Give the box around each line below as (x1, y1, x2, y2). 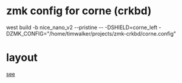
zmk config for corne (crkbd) (6, 4, 152, 18)
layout (6, 51, 38, 65)
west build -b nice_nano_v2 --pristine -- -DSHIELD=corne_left (6, 24, 158, 31)
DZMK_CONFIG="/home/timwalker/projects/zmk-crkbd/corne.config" (6, 30, 177, 37)
